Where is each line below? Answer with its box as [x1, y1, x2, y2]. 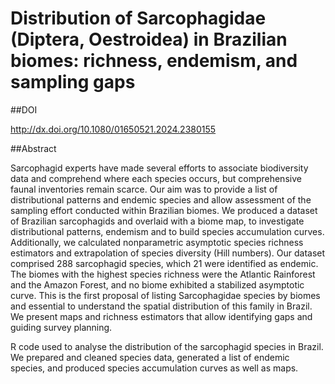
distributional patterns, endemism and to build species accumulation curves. [10, 225, 325, 237]
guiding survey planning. [10, 321, 113, 333]
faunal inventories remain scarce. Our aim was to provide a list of [10, 183, 278, 195]
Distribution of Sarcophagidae [10, 7, 267, 30]
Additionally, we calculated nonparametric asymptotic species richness [10, 236, 304, 248]
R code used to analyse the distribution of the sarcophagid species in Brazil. [10, 340, 324, 352]
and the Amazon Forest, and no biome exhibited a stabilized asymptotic [10, 278, 305, 291]
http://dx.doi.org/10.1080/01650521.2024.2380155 [10, 123, 217, 135]
